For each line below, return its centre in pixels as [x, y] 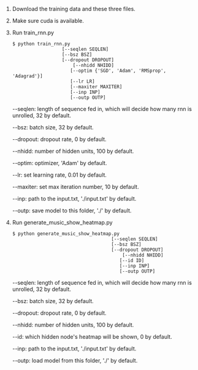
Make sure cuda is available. [48, 21]
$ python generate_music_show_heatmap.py [66, 234]
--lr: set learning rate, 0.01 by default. [59, 175]
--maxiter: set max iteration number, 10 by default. [75, 187]
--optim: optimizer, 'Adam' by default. [59, 163]
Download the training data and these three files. [74, 9]
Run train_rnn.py [33, 33]
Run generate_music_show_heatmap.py [62, 222]
